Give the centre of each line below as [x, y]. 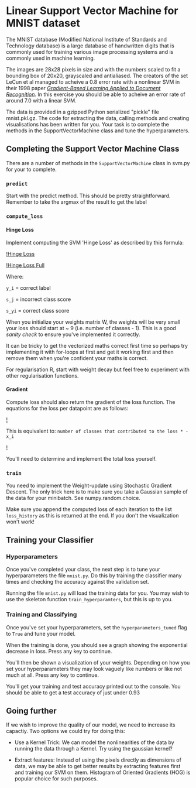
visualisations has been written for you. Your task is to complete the [88, 124]
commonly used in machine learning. [51, 58]
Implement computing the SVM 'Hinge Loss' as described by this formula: [95, 243]
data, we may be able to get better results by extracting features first [97, 766]
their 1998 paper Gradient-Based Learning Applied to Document [83, 88]
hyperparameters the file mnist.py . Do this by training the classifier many [94, 575]
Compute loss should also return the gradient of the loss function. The [91, 402]
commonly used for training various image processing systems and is [90, 52]
